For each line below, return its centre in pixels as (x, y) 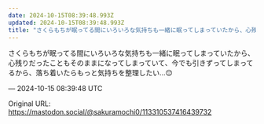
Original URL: (29, 104)
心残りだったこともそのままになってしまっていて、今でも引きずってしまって (131, 63)
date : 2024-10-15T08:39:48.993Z (61, 15)
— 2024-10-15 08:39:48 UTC (55, 89)
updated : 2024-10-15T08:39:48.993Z (66, 23)
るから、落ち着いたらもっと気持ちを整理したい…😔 (90, 73)
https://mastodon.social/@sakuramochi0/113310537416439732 (110, 112)
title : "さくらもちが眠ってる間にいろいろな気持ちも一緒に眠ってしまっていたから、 (127, 30)
